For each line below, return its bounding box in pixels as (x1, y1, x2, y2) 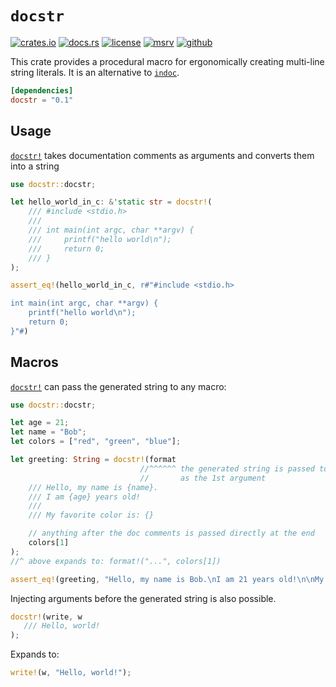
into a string (10, 160, 60, 172)
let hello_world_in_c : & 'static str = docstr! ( (10, 197, 213, 207)
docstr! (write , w (10, 612, 83, 622)
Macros (10, 354, 59, 371)
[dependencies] (10, 85, 74, 96)
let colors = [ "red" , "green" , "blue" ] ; (10, 437, 182, 447)
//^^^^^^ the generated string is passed (139, 463, 315, 474)
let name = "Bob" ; (10, 427, 87, 437)
